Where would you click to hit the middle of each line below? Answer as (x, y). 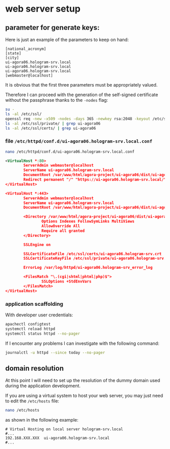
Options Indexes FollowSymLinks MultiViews (88, 221)
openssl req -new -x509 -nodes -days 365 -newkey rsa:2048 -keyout (78, 119)
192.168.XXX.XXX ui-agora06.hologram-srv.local (57, 438)
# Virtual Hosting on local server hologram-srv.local (64, 429)
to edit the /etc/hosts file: (32, 401)
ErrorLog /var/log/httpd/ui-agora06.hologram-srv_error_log (88, 268)
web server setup (43, 9)
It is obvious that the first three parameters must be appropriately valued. (81, 85)
